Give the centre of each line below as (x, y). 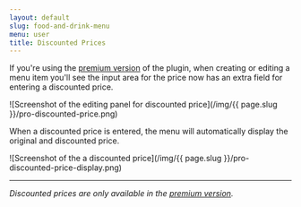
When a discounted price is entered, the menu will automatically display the (149, 132)
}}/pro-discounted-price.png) (64, 114)
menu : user (30, 34)
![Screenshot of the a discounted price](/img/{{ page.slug (116, 159)
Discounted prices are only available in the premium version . (121, 194)
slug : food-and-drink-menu (60, 26)
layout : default (39, 17)
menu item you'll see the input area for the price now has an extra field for (146, 78)
